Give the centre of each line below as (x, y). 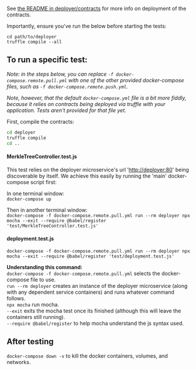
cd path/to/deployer (32, 37)
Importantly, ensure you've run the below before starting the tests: (87, 26)
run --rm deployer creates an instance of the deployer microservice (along (97, 286)
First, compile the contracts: (41, 121)
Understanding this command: (44, 267)
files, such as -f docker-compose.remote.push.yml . (67, 86)
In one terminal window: (36, 194)
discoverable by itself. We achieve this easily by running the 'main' (87, 176)
